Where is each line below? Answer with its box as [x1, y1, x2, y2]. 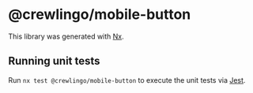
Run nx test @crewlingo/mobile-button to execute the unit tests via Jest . [8, 75, 246, 84]
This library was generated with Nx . [8, 32, 124, 41]
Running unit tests [8, 54, 100, 68]
